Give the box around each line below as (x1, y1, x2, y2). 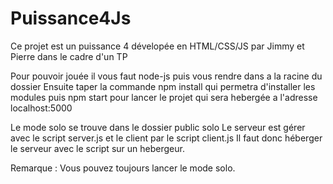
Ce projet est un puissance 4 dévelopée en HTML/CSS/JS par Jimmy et (10, 40, 305, 52)
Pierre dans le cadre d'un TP (10, 50, 128, 62)
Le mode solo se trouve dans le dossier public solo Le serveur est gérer (10, 121, 306, 133)
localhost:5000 (10, 102, 73, 114)
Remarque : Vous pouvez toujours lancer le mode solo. (10, 162, 236, 174)
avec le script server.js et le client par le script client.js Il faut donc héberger (10, 132, 323, 144)
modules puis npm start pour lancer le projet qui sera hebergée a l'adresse (10, 91, 318, 103)
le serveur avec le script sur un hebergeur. (10, 142, 185, 154)
